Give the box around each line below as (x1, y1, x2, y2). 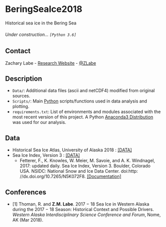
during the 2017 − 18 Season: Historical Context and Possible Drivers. (12, 207, 155, 212)
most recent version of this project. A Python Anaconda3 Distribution (12, 114, 154, 120)
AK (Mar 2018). (12, 217, 44, 223)
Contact (5, 47, 31, 55)
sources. (12, 93, 31, 99)
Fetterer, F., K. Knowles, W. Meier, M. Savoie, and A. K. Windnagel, (19, 158, 155, 164)
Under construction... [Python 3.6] (5, 31, 77, 37)
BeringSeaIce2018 (5, 3, 83, 15)
